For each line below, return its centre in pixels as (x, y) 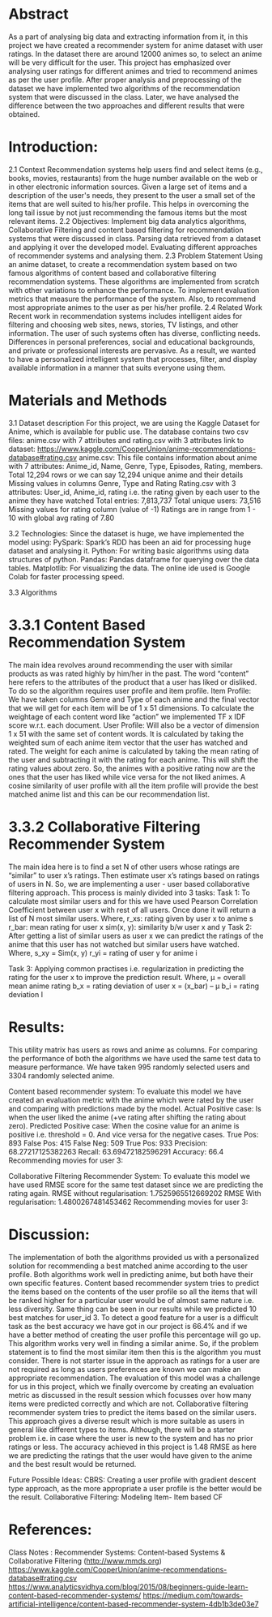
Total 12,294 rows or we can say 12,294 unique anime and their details (126, 475)
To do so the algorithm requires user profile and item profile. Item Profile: (130, 690)
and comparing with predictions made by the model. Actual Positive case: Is (135, 1108)
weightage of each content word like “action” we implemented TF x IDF (127, 716)
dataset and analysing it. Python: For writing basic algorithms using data (129, 550)
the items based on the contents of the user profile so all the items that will (133, 1292)
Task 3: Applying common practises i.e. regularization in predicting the (126, 968)
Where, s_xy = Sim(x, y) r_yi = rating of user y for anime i (103, 953)
